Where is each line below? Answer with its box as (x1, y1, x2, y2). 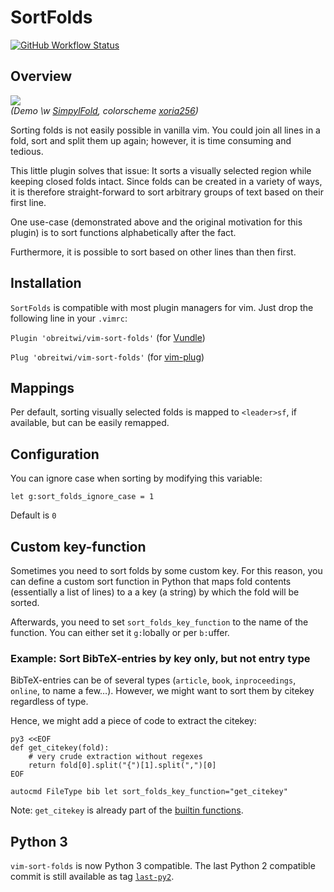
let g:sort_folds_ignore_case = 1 (10, 492, 155, 502)
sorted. (10, 597, 40, 608)
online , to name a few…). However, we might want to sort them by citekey (10, 685, 315, 697)
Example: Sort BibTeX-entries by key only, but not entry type (10, 651, 311, 665)
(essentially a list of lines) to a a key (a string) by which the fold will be (10, 586, 300, 598)
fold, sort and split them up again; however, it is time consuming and (10, 134, 292, 146)
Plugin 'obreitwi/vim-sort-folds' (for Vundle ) (10, 331, 206, 343)
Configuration (10, 446, 100, 463)
